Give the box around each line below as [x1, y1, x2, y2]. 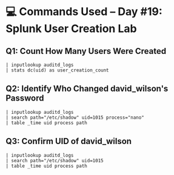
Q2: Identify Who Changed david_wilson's [5, 84, 169, 94]
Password [5, 93, 44, 104]
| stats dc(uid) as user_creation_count [5, 67, 110, 73]
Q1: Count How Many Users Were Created [5, 46, 167, 56]
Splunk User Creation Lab [5, 22, 137, 36]
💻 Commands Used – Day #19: [5, 5, 163, 19]
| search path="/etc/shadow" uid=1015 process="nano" [5, 114, 145, 121]
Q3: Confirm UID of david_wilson [5, 136, 132, 147]
